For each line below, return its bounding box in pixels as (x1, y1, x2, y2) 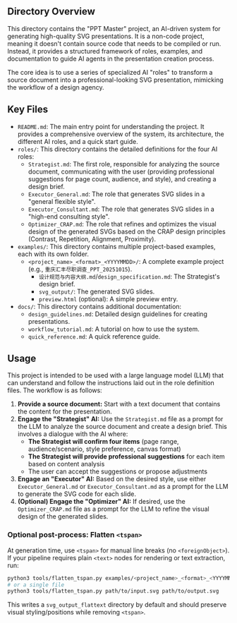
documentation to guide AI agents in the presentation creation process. (7, 54, 214, 63)
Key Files (7, 104, 48, 116)
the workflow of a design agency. (7, 83, 104, 91)
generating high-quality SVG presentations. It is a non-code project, (7, 32, 205, 40)
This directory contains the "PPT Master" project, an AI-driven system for (7, 24, 221, 32)
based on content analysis (28, 460, 105, 468)
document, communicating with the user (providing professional (28, 167, 215, 176)
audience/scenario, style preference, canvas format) (28, 444, 181, 454)
